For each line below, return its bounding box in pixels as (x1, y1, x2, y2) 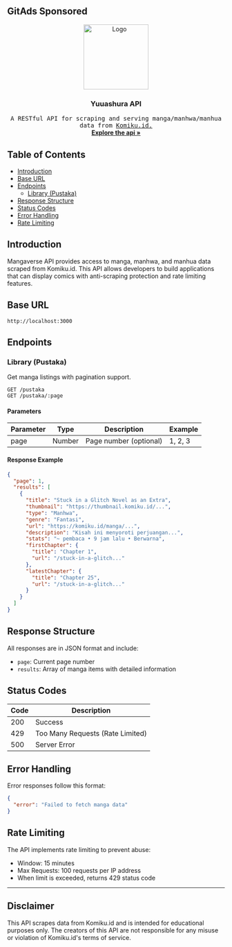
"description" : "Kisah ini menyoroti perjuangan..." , (25, 529, 184, 536)
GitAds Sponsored (7, 6, 88, 17)
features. (7, 279, 33, 287)
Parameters (7, 407, 41, 415)
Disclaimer (7, 901, 55, 912)
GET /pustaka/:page (7, 392, 64, 399)
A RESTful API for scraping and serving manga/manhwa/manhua (10, 114, 222, 123)
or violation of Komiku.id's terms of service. (7, 933, 131, 941)
